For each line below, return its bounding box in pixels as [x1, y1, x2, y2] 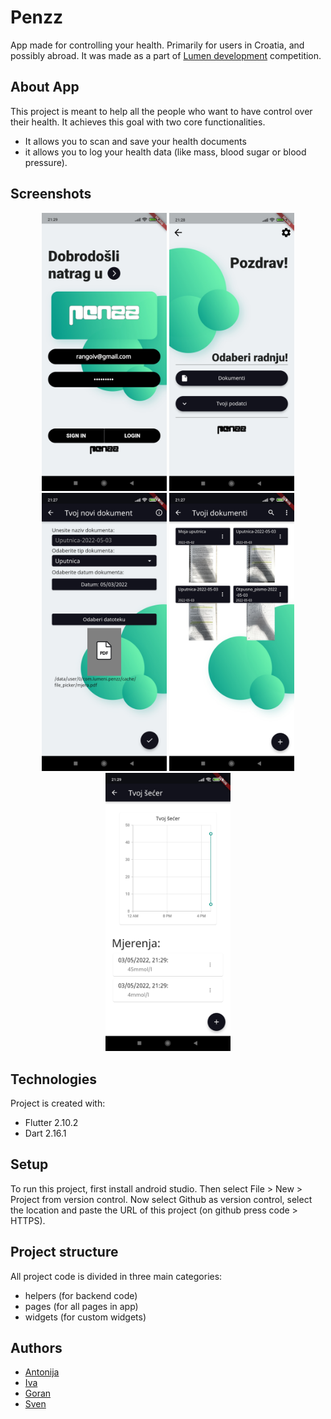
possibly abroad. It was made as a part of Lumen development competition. [10, 49, 322, 61]
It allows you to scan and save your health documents [24, 135, 247, 147]
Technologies [10, 1071, 98, 1088]
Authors [10, 1340, 63, 1356]
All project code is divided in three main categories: [10, 1270, 223, 1282]
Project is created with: [10, 1097, 106, 1109]
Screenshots [10, 186, 92, 203]
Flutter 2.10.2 [24, 1116, 79, 1128]
